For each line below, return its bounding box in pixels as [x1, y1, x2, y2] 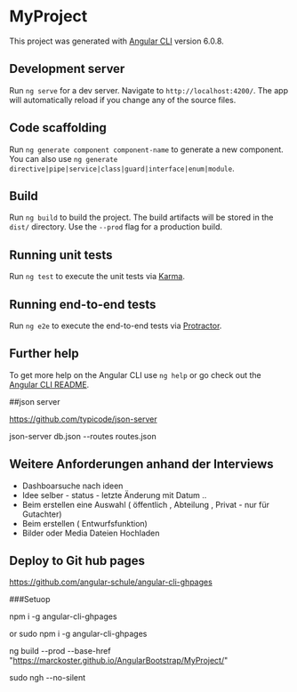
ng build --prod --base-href [9, 646, 111, 656]
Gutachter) [21, 509, 62, 519]
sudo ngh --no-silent [9, 672, 86, 683]
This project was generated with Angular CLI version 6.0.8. [9, 36, 224, 46]
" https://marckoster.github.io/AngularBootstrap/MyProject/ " [9, 656, 229, 666]
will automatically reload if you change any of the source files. [9, 94, 237, 105]
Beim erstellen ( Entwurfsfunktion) [21, 518, 148, 528]
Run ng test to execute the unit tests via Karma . [9, 271, 185, 282]
